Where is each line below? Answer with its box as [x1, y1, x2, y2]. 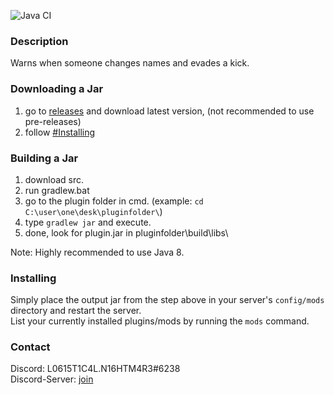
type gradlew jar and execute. [24, 216, 152, 228]
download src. [24, 173, 84, 185]
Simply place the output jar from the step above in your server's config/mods [10, 294, 325, 306]
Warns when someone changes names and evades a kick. [10, 57, 250, 69]
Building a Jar [10, 151, 79, 165]
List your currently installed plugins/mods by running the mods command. [10, 315, 310, 327]
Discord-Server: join [10, 373, 94, 385]
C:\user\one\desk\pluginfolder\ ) [24, 205, 163, 217]
